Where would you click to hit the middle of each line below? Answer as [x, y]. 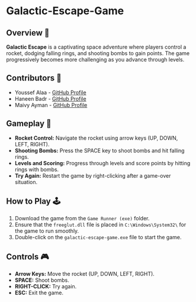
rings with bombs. [37, 169]
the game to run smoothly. [47, 231]
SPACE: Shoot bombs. [42, 280]
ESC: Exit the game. [39, 293]
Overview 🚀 [28, 33]
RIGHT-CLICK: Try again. [46, 287]
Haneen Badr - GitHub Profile [51, 98]
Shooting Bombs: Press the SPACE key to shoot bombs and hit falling [99, 150]
